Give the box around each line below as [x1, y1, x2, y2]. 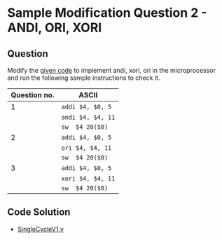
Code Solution [7, 206, 71, 218]
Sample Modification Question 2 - [7, 5, 208, 21]
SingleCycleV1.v [17, 225, 64, 233]
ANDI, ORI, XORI [7, 20, 102, 36]
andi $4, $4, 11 [61, 113, 116, 121]
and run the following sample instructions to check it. [7, 73, 160, 82]
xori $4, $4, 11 [61, 175, 116, 183]
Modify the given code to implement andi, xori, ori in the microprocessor [7, 66, 216, 74]
